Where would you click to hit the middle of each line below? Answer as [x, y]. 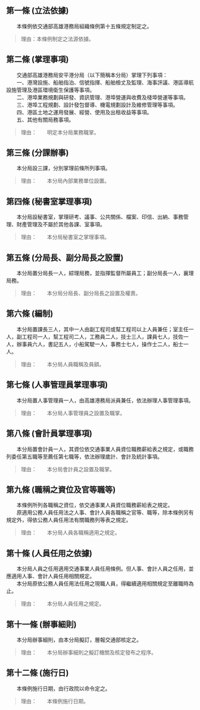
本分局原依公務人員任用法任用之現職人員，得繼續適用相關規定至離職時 [102, 584]
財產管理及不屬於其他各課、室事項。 [61, 225]
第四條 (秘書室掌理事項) [49, 201]
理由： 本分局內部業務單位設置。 [65, 181]
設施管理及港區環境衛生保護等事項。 [51, 90]
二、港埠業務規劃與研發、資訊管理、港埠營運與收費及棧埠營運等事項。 [102, 97]
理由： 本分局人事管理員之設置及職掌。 [73, 413]
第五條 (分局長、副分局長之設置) [65, 258]
